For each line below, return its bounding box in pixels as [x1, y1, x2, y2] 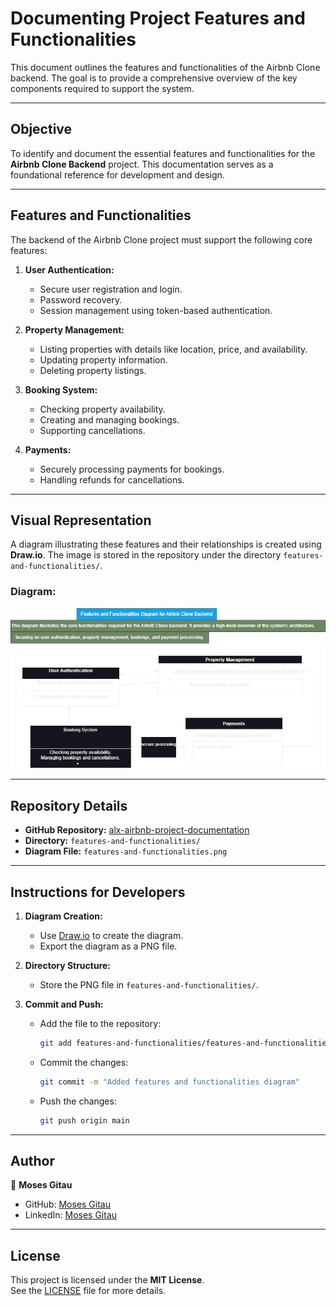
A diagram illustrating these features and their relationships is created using [10, 538, 322, 551]
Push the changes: [39, 1095, 117, 1107]
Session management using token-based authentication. [39, 304, 273, 316]
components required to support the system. [10, 82, 195, 94]
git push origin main [39, 1115, 130, 1126]
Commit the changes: [39, 1056, 129, 1068]
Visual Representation [10, 512, 152, 529]
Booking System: [24, 383, 98, 396]
